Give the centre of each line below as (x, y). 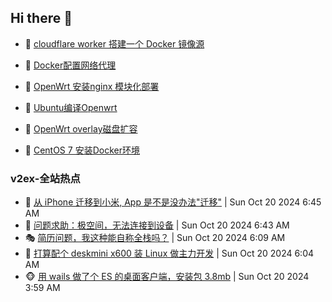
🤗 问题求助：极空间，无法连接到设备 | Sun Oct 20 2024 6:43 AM (157, 225)
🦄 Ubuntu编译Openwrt (71, 107)
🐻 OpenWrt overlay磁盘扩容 (81, 128)
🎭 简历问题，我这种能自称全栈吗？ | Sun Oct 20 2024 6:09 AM (155, 238)
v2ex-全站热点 (45, 178)
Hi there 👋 (41, 18)
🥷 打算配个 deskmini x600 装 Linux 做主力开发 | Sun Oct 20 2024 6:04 (169, 253)
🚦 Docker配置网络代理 (70, 65)
